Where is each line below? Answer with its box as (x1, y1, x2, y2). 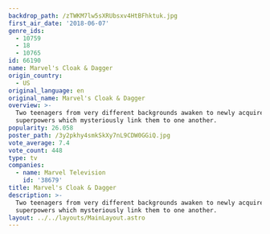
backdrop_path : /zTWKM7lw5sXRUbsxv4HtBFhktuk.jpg (8, 11, 178, 20)
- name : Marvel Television (15, 169, 106, 177)
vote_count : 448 (8, 146, 63, 154)
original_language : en (8, 86, 84, 95)
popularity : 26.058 (8, 124, 74, 132)
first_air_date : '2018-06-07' (8, 19, 110, 27)
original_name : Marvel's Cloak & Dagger (8, 94, 146, 102)
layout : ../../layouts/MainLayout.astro (8, 214, 146, 222)
